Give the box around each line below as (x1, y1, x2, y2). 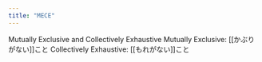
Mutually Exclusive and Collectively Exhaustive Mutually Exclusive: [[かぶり (8, 34, 256, 44)
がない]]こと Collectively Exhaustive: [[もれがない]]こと (8, 45, 190, 54)
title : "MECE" (8, 11, 56, 20)
